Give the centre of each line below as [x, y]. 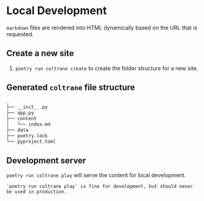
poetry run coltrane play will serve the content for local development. [96, 175]
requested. [20, 34]
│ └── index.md [28, 124]
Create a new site [40, 54]
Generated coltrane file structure [71, 87]
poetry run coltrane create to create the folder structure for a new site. [107, 68]
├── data [17, 130]
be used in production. [37, 192]
